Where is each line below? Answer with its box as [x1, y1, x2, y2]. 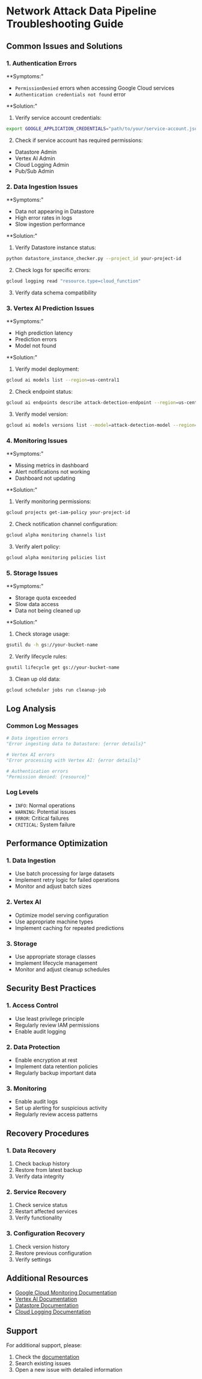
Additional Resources [6, 1273, 88, 1283]
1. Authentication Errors [6, 59, 77, 67]
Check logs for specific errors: [14, 266, 91, 273]
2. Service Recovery [6, 1188, 67, 1196]
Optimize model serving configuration [14, 911, 109, 919]
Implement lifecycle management [14, 959, 97, 967]
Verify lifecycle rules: [14, 652, 67, 660]
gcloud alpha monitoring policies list [6, 554, 106, 560]
